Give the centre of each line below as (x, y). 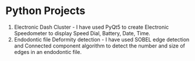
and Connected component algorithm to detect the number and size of (100, 46)
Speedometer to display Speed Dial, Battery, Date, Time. (82, 33)
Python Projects (46, 11)
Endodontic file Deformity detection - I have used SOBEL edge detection (102, 39)
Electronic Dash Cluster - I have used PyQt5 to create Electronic (91, 27)
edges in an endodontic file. (48, 52)
